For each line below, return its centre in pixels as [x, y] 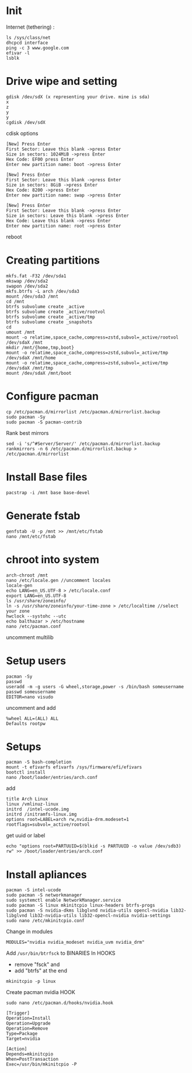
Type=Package [22, 1034]
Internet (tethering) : [30, 27]
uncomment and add [31, 708]
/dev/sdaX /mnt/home [31, 358]
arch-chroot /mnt [27, 575]
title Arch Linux [27, 799]
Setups [24, 746]
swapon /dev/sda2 [27, 286]
